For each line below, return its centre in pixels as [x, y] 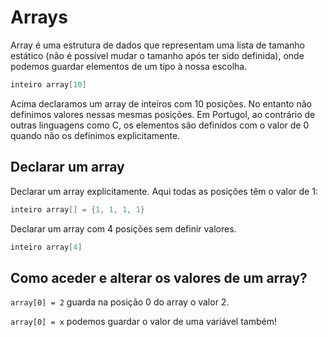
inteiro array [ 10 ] [48, 84]
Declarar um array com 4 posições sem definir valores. [123, 228]
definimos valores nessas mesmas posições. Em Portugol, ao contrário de [163, 114]
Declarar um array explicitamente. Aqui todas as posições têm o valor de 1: [164, 191]
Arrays [39, 17]
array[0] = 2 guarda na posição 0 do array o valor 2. [120, 302]
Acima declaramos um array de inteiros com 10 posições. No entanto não [161, 103]
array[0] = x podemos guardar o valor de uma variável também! [143, 322]
